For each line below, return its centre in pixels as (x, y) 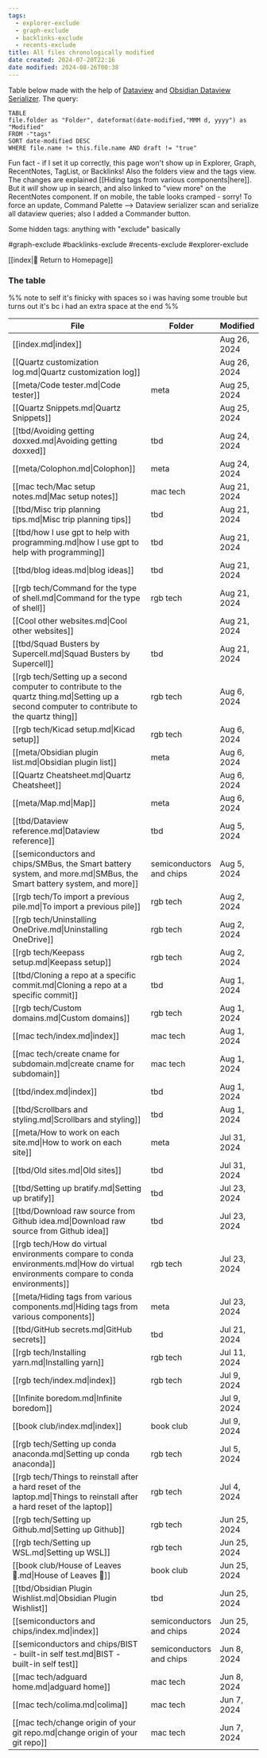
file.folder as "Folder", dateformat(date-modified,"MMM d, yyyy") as (128, 120)
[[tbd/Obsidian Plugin (52, 1588)
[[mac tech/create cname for (66, 1054)
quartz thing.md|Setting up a (66, 697)
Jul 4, (230, 1487)
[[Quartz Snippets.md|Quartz (67, 408)
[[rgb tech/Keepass (48, 952)
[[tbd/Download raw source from (74, 1211)
